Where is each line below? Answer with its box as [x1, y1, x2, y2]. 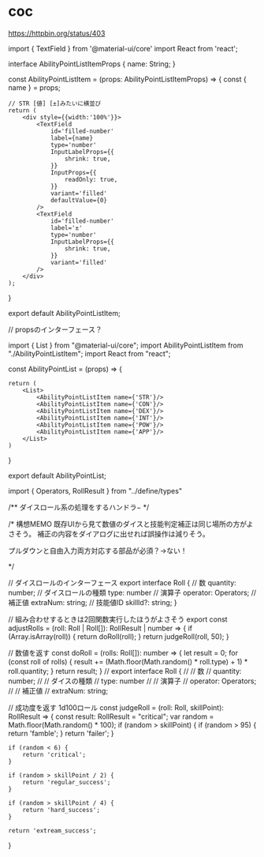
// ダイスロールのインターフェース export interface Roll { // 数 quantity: [8, 577, 236, 587]
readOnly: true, [64, 175, 118, 183]
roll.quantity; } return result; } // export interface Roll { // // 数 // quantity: [8, 666, 242, 675]
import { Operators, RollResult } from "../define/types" [8, 486, 183, 495]
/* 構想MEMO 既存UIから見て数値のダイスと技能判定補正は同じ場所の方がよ [8, 519, 254, 528]
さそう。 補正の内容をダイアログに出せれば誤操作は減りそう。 [8, 528, 210, 539]
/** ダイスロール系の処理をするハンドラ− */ [8, 502, 150, 512]
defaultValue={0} [50, 196, 108, 204]
